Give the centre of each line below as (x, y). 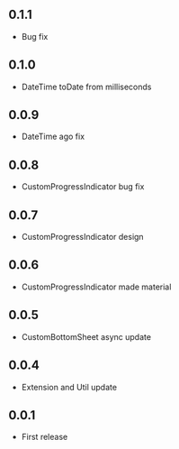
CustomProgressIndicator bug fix (83, 187)
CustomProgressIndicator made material (96, 287)
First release (45, 437)
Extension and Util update (69, 387)
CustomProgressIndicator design (83, 237)
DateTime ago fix (53, 137)
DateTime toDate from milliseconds (86, 87)
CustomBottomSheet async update (86, 336)
